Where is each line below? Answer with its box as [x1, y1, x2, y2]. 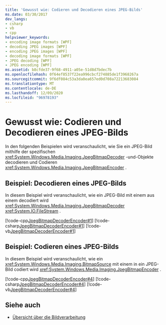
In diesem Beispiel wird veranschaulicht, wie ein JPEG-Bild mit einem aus [5, 192, 155, 198]
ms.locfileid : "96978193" [5, 95, 58, 100]
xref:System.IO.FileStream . [5, 208, 61, 214]
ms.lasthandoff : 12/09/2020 [5, 90, 63, 95]
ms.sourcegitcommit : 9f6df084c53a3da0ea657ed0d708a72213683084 [5, 77, 139, 81]
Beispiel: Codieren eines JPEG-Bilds [5, 243, 119, 251]
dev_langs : [5, 16, 28, 21]
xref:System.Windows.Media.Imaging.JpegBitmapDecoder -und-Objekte [5, 154, 154, 160]
